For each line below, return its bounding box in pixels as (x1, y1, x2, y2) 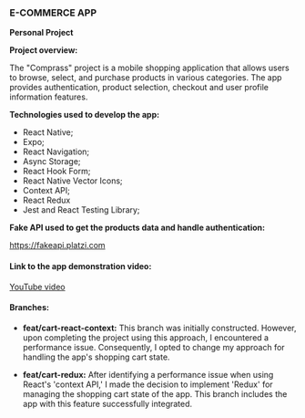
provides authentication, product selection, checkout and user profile (9, 82, 269, 93)
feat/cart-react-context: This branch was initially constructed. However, (22, 322, 298, 333)
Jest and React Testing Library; (22, 204, 140, 215)
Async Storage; (22, 156, 81, 167)
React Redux (22, 194, 71, 206)
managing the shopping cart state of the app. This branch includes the (22, 388, 288, 399)
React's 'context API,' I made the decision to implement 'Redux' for (22, 379, 273, 390)
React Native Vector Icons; (22, 175, 123, 186)
